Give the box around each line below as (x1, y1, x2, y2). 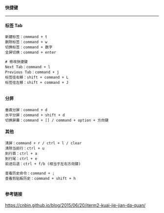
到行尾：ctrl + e (5, 156, 38, 161)
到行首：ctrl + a (5, 151, 38, 156)
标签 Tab (5, 22, 23, 28)
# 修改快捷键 (5, 59, 28, 64)
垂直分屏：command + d (5, 107, 48, 112)
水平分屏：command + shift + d (5, 113, 65, 117)
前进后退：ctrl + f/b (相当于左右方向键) (5, 161, 81, 166)
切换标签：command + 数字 (5, 45, 53, 50)
